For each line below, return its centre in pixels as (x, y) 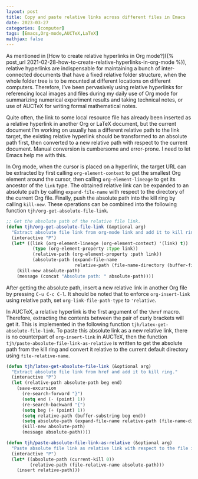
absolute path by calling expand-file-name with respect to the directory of (95, 192)
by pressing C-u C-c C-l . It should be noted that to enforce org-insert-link (98, 294)
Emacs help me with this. (36, 155)
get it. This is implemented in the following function (68, 324)
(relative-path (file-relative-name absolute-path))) (97, 465)
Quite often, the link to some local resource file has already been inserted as (99, 118)
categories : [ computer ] (35, 28)
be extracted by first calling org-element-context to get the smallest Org (93, 173)
